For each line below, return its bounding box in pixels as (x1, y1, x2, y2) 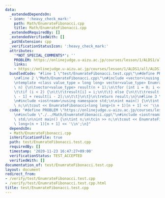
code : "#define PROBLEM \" (9, 108, 65, 113)
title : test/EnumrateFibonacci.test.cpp (5, 185, 89, 190)
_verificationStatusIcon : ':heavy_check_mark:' (9, 44, 109, 49)
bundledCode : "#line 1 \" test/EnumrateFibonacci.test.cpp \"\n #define (9, 71, 155, 76)
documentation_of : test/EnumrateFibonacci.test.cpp (5, 163, 113, 168)
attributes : (9, 48, 34, 53)
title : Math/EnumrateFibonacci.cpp (14, 26, 87, 30)
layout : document (5, 167, 41, 172)
